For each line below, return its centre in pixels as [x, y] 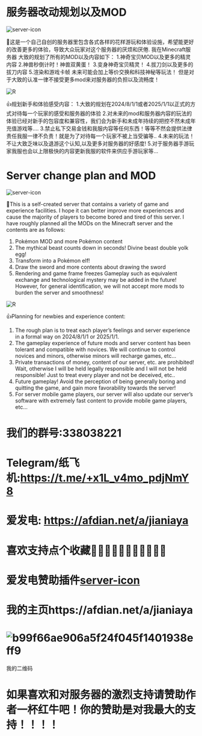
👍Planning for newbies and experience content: [66, 316]
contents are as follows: [36, 229]
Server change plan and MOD [81, 176]
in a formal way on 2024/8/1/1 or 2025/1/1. [67, 336]
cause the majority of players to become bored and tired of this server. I [95, 217]
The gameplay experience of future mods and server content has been [103, 343]
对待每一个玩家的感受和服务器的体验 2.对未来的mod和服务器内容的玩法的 [102, 113]
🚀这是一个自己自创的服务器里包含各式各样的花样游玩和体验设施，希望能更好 [100, 42]
